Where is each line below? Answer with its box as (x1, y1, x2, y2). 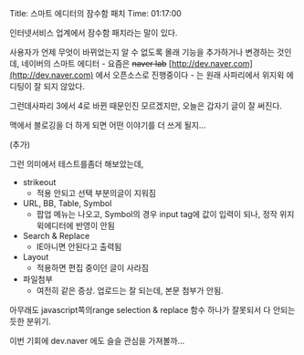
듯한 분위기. (9, 316, 52, 327)
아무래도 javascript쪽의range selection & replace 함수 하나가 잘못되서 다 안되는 (9, 305, 296, 315)
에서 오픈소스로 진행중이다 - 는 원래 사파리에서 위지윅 (95, 69, 285, 80)
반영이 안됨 (75, 220, 116, 231)
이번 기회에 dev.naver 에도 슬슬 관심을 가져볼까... (9, 336, 185, 346)
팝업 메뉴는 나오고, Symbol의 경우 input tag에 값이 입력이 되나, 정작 (36, 209, 278, 219)
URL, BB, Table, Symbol (22, 198, 112, 208)
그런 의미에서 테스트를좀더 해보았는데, (9, 159, 144, 169)
